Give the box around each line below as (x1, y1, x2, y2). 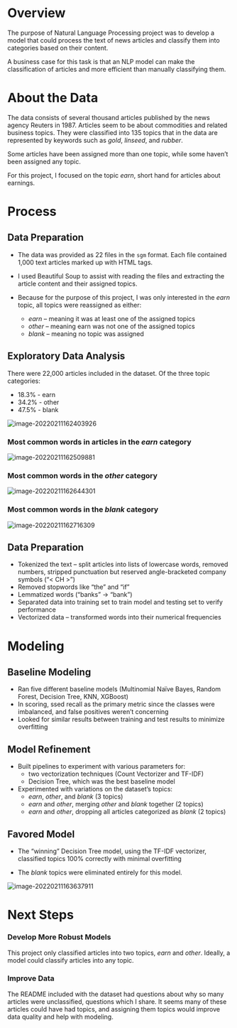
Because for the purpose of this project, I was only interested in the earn (17, 293, 231, 301)
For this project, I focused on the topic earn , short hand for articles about (7, 171, 221, 179)
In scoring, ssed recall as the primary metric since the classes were (17, 700, 215, 708)
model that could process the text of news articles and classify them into (7, 36, 220, 44)
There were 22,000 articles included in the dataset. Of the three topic (7, 369, 211, 377)
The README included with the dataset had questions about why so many (7, 990, 224, 998)
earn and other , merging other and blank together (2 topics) (28, 800, 204, 808)
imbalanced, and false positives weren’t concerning (17, 708, 169, 716)
